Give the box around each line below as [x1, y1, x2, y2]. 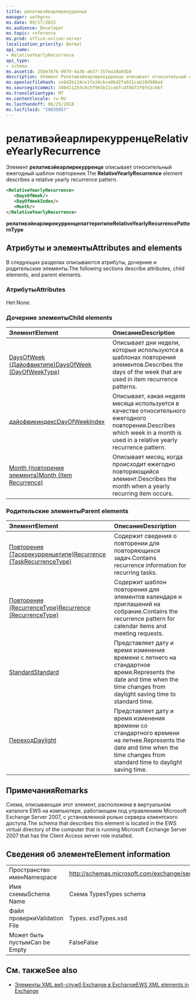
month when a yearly [112, 482, 170, 490]
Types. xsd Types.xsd [69, 914, 127, 923]
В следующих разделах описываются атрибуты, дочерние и [6, 258, 157, 265]
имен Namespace [9, 873, 57, 882]
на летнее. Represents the [113, 736, 185, 745]
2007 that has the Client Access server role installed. [6, 832, 133, 839]
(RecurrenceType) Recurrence [9, 604, 91, 612]
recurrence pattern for [113, 615, 175, 623]
